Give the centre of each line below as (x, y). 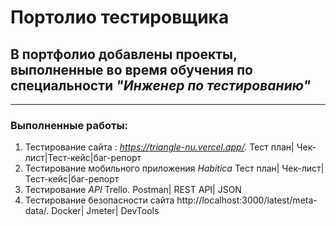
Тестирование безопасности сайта (99, 200)
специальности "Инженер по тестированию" (161, 85)
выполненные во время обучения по (131, 69)
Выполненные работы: (69, 125)
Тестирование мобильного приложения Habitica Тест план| (152, 168)
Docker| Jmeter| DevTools (105, 211)
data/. (37, 211)
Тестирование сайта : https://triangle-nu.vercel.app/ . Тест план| (159, 147)
